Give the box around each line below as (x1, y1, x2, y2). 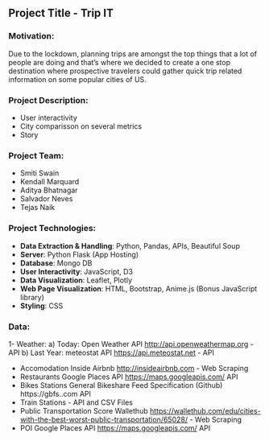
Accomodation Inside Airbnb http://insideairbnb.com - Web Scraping (19, 363, 249, 373)
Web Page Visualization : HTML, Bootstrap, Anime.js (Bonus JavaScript (19, 283, 258, 293)
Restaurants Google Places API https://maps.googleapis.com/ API (19, 372, 238, 381)
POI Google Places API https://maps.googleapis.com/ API (19, 422, 211, 433)
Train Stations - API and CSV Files (19, 398, 133, 407)
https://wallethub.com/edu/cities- (149, 406, 262, 415)
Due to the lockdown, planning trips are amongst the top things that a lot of (8, 48, 258, 59)
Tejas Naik (19, 203, 55, 212)
